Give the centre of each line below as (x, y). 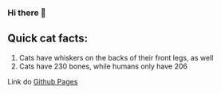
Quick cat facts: (48, 39)
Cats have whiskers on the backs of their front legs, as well (116, 57)
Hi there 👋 (27, 13)
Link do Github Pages (43, 81)
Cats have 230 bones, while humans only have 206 (103, 66)
